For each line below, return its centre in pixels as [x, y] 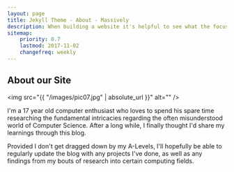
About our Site [39, 80]
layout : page [26, 14]
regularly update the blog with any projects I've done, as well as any [105, 153]
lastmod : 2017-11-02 [49, 46]
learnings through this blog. [47, 132]
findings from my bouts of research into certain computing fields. [101, 161]
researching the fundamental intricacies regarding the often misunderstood [115, 118]
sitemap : [20, 33]
